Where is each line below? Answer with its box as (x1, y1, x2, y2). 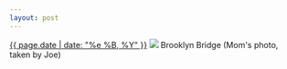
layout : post (9, 13, 59, 23)
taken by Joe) (9, 49, 61, 60)
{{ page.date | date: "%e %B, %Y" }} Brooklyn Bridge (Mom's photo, (9, 39, 279, 50)
